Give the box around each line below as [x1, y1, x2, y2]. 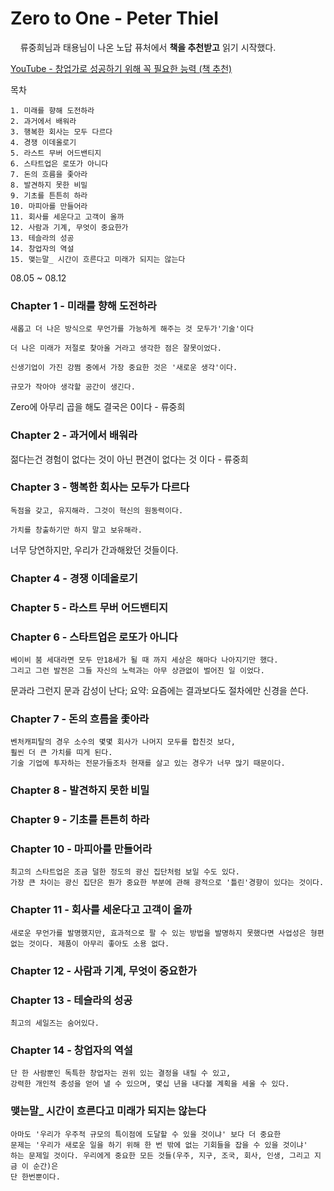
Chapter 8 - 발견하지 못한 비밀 [10, 783, 150, 797]
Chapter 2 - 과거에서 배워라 [10, 428, 138, 442]
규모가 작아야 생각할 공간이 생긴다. [10, 382, 136, 392]
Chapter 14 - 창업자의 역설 [10, 1043, 133, 1057]
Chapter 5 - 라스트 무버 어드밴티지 [10, 600, 169, 614]
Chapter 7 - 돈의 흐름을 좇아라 [10, 712, 150, 726]
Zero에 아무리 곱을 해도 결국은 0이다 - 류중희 [10, 401, 186, 413]
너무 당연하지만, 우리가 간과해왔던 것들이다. [10, 543, 179, 556]
